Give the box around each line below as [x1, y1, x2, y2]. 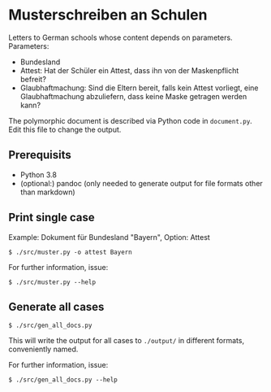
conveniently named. [8, 344, 79, 355]
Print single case [8, 211, 95, 224]
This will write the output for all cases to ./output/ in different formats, [8, 336, 245, 346]
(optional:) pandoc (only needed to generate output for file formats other [19, 178, 264, 188]
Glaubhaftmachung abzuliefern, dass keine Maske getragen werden [19, 91, 247, 101]
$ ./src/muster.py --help [8, 278, 96, 286]
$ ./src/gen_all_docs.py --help [8, 376, 118, 384]
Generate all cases [8, 299, 105, 314]
